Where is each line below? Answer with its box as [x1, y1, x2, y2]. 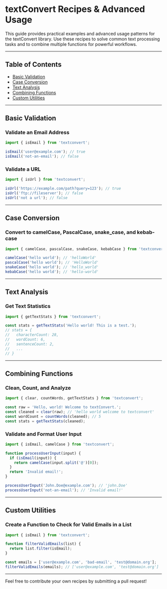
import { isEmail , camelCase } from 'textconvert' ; [5, 442, 114, 447]
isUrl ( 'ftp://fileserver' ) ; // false [5, 191, 83, 196]
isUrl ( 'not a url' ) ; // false [5, 195, 68, 200]
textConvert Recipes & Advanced [5, 3, 145, 15]
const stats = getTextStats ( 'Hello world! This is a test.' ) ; [5, 323, 137, 328]
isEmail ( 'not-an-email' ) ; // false [5, 154, 79, 159]
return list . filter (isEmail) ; [9, 546, 72, 551]
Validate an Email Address [5, 129, 70, 136]
